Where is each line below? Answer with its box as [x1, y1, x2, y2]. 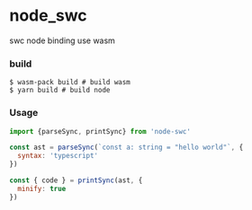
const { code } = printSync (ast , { [9, 176, 143, 185]
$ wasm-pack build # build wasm [9, 78, 130, 87]
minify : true [17, 184, 67, 193]
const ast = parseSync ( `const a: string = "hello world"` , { [9, 143, 244, 153]
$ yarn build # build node [9, 86, 111, 95]
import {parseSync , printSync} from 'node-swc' [9, 127, 192, 136]
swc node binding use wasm [9, 35, 115, 46]
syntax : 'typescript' [17, 152, 99, 161]
